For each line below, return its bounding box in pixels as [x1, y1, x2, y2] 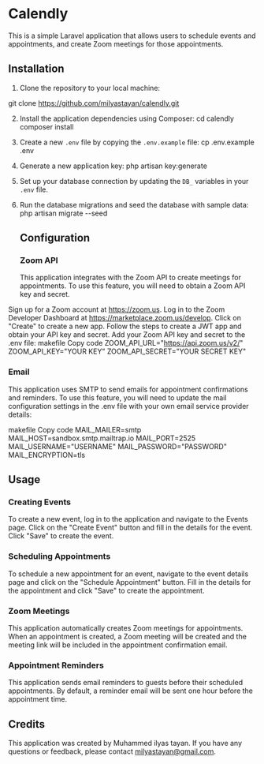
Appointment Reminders [8, 660, 104, 671]
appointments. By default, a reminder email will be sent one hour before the [8, 686, 254, 695]
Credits [8, 717, 46, 731]
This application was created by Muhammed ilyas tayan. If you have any [8, 739, 243, 748]
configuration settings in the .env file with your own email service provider [8, 401, 250, 410]
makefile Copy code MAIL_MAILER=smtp [8, 425, 142, 434]
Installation [8, 62, 65, 76]
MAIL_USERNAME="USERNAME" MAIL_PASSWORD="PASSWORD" [8, 441, 227, 451]
